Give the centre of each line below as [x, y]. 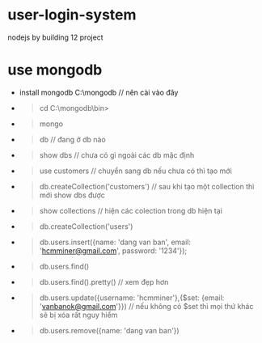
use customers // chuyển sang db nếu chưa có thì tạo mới [135, 171]
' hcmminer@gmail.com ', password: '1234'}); [113, 250]
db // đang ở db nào [72, 139]
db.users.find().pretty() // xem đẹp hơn [104, 282]
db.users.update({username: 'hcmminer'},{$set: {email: [132, 298]
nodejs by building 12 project [55, 37]
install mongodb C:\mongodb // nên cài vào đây [99, 92]
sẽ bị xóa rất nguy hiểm [78, 315]
